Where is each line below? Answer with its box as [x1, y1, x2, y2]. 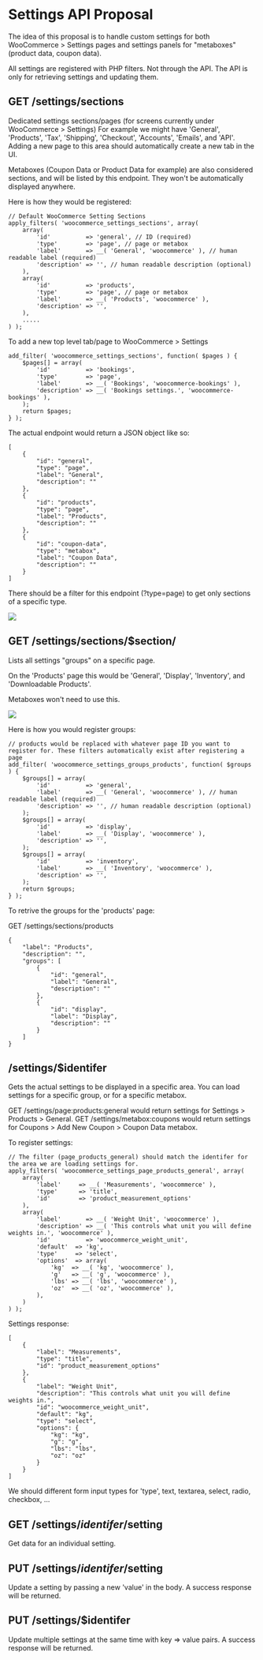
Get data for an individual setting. [8, 1538, 117, 1549]
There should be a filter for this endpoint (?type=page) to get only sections [8, 588, 251, 598]
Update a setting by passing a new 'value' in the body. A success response [8, 1583, 252, 1592]
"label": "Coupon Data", [36, 554, 118, 561]
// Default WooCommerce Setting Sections [8, 212, 146, 220]
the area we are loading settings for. [8, 1160, 139, 1168]
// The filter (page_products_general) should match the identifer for [8, 1153, 248, 1162]
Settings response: [8, 1319, 69, 1328]
